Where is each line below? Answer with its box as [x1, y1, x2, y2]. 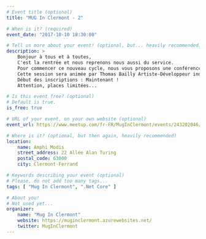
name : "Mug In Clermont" [17, 212, 81, 218]
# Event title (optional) [6, 9, 72, 15]
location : [6, 138, 32, 145]
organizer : [6, 206, 34, 212]
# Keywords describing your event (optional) [6, 172, 124, 178]
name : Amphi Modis [17, 144, 64, 150]
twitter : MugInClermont [17, 223, 78, 229]
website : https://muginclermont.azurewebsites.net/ [17, 218, 152, 224]
